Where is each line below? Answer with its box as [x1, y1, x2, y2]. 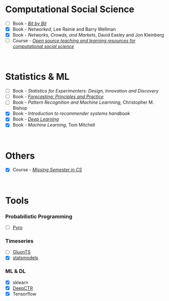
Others [5, 150, 35, 161]
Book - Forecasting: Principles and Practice [12, 94, 104, 100]
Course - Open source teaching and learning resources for [12, 38, 136, 44]
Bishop [12, 105, 27, 111]
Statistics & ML [5, 71, 70, 82]
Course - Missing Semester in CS [12, 167, 82, 173]
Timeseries [5, 237, 34, 245]
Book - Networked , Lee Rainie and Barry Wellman [12, 26, 116, 32]
